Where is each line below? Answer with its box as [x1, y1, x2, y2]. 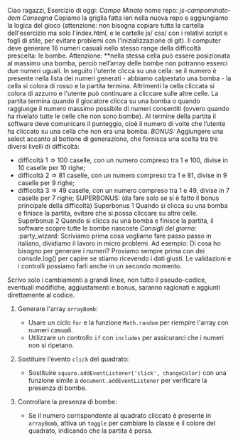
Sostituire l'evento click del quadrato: [17, 355, 129, 363]
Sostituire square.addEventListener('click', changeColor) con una [28, 369, 227, 377]
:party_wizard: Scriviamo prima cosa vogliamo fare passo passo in [17, 231, 212, 240]
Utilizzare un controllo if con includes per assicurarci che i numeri [28, 334, 224, 342]
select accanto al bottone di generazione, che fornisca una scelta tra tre [7, 135, 218, 143]
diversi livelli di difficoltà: [7, 142, 80, 150]
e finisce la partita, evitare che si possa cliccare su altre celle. [17, 209, 198, 217]
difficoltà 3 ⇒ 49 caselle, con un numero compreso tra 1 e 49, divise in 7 [17, 186, 229, 194]
